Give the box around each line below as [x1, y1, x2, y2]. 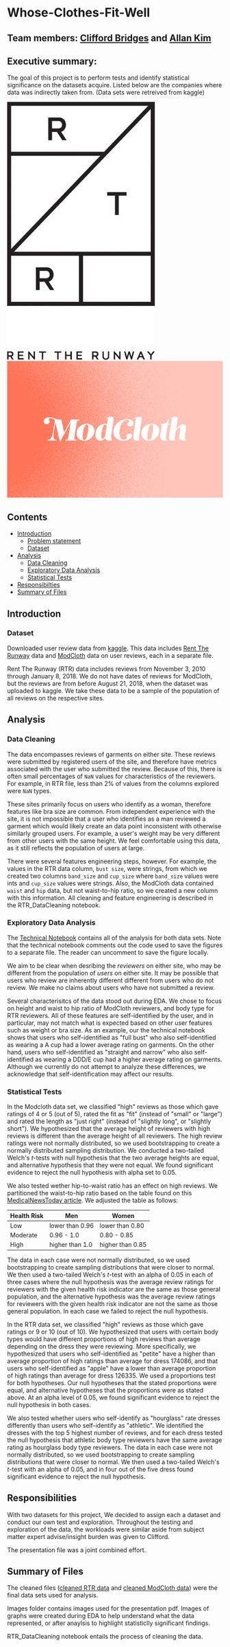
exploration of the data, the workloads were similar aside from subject [7, 1525, 205, 1534]
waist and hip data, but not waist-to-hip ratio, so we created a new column [7, 886, 218, 894]
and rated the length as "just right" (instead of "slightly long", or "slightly [7, 1117, 212, 1125]
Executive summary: [7, 55, 97, 67]
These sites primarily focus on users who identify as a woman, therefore [7, 799, 211, 808]
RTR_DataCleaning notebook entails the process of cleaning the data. [7, 1633, 203, 1641]
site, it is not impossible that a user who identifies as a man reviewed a [7, 815, 206, 823]
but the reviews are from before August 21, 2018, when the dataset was [7, 679, 209, 687]
